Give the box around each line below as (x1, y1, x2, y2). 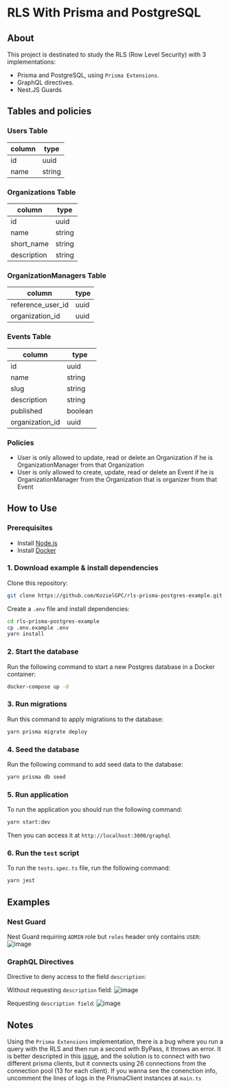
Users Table (7, 126, 48, 135)
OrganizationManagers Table (7, 270, 106, 280)
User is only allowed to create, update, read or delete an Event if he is (16, 467, 214, 476)
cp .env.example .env (7, 624, 69, 631)
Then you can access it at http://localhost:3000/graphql (7, 831, 171, 839)
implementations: (7, 58, 56, 66)
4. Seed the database (7, 745, 80, 754)
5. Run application (7, 789, 69, 799)
